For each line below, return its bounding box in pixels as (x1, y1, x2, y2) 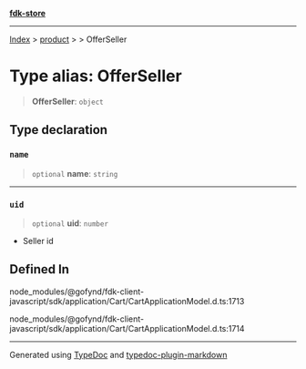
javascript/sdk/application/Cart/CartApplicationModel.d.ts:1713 (9, 295, 245, 306)
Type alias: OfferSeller (9, 66, 182, 87)
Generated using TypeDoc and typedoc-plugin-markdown (9, 349, 228, 360)
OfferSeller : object (31, 96, 104, 107)
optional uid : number (31, 218, 109, 229)
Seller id (22, 235, 55, 246)
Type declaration (9, 122, 107, 138)
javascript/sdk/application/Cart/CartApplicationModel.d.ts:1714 (9, 323, 245, 333)
